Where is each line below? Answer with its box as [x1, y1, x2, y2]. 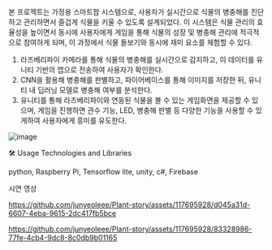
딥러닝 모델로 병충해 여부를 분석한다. [37, 85, 153, 95]
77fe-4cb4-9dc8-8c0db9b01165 [8, 233, 118, 242]
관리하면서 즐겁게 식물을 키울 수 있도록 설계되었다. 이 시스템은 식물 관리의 [23, 17, 256, 27]
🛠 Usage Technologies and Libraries [8, 149, 132, 157]
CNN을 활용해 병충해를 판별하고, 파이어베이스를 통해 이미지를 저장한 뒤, [19, 75, 247, 84]
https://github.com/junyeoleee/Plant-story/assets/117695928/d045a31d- [8, 200, 251, 209]
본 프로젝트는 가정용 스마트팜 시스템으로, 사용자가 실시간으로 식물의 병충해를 [8, 7, 249, 16]
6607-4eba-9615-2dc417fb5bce [8, 209, 117, 218]
